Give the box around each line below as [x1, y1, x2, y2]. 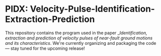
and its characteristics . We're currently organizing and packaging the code [5, 40, 157, 46]
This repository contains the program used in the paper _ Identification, [5, 30, 148, 36]
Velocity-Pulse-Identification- [30, 3, 155, 15]
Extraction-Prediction [5, 14, 95, 25]
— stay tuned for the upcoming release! [5, 45, 85, 51]
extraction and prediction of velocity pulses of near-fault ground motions [5, 35, 153, 41]
